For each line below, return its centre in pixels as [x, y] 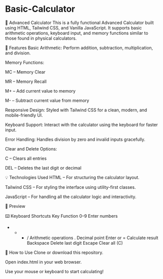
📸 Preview [15, 206]
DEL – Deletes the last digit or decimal [43, 168]
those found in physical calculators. [41, 38]
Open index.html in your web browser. [43, 262]
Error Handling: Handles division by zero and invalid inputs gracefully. [75, 139]
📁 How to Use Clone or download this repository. [54, 252]
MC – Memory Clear [25, 72]
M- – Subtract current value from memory [47, 100]
